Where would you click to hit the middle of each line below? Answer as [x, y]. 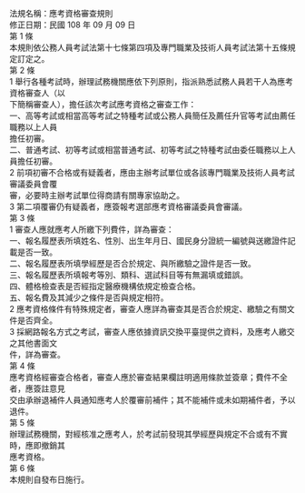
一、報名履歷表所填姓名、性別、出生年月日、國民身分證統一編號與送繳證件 [148, 241]
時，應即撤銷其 [37, 445]
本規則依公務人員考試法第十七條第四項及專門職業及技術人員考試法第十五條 [148, 47]
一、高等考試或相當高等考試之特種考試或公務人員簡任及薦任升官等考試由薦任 [152, 116]
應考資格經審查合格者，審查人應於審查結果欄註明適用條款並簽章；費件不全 [148, 377]
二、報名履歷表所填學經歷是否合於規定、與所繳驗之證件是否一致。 [133, 263]
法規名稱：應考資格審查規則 [61, 13]
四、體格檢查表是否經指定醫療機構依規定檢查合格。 [105, 286]
